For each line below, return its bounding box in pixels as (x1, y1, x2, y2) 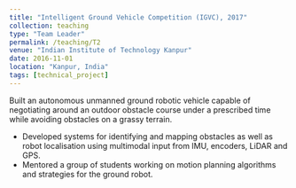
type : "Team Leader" (9, 29, 86, 38)
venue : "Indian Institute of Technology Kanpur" (9, 46, 192, 55)
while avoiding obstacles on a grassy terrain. (9, 114, 173, 124)
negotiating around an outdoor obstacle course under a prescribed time (9, 104, 271, 115)
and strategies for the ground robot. (21, 168, 153, 179)
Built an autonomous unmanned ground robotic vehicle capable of (9, 95, 251, 106)
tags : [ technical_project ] (9, 71, 109, 80)
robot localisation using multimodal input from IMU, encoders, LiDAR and (21, 140, 288, 151)
